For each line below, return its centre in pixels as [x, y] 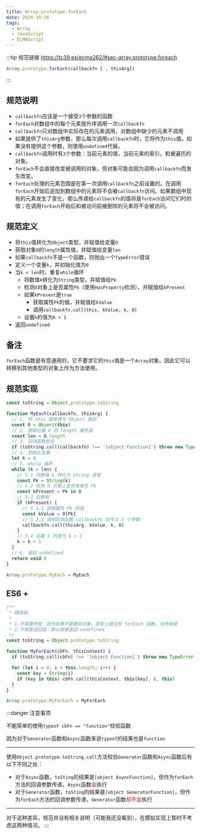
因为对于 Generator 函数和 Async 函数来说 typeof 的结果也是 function [86, 739]
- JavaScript [28, 34]
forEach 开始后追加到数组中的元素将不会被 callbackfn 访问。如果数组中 [100, 191]
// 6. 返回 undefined [38, 553]
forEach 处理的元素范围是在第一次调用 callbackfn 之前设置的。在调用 [98, 183]
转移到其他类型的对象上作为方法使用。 [53, 368]
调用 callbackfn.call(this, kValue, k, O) [85, 310]
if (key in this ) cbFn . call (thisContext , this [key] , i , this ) [96, 679]
